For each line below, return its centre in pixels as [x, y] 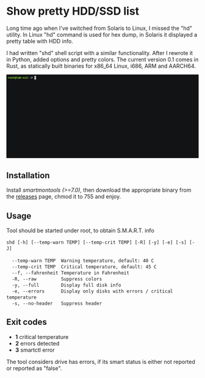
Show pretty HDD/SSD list [73, 11]
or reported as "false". [34, 368]
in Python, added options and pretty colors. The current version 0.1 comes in [103, 59]
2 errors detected [37, 343]
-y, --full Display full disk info [67, 285]
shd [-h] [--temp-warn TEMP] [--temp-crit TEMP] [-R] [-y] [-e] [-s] [97, 242]
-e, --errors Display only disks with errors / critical [92, 291]
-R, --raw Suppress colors [57, 279]
